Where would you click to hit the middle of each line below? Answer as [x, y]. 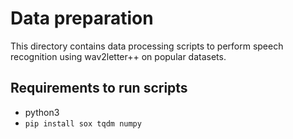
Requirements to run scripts [99, 88]
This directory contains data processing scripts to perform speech [147, 46]
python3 [42, 112]
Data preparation [82, 18]
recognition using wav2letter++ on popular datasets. [118, 56]
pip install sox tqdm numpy [83, 123]
